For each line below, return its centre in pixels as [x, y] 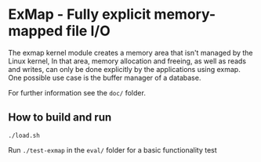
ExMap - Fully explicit [80, 14]
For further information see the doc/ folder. [77, 92]
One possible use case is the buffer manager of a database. [105, 77]
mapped [36, 31]
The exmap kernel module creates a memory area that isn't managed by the [130, 52]
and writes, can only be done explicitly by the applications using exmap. [124, 69]
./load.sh [24, 135]
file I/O [89, 31]
